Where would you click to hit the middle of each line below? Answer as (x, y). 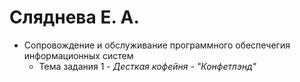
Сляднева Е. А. (74, 17)
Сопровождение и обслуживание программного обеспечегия (157, 45)
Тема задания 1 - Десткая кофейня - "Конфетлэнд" (147, 66)
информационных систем (78, 55)
